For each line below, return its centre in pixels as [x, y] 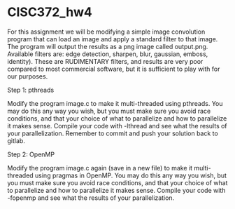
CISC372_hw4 [50, 12]
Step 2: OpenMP [31, 154]
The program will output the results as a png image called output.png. [108, 46]
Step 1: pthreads [31, 90]
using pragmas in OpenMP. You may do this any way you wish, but [131, 175]
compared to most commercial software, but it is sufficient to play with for [114, 69]
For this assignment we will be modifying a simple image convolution [106, 32]
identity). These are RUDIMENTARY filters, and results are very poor [105, 61]
